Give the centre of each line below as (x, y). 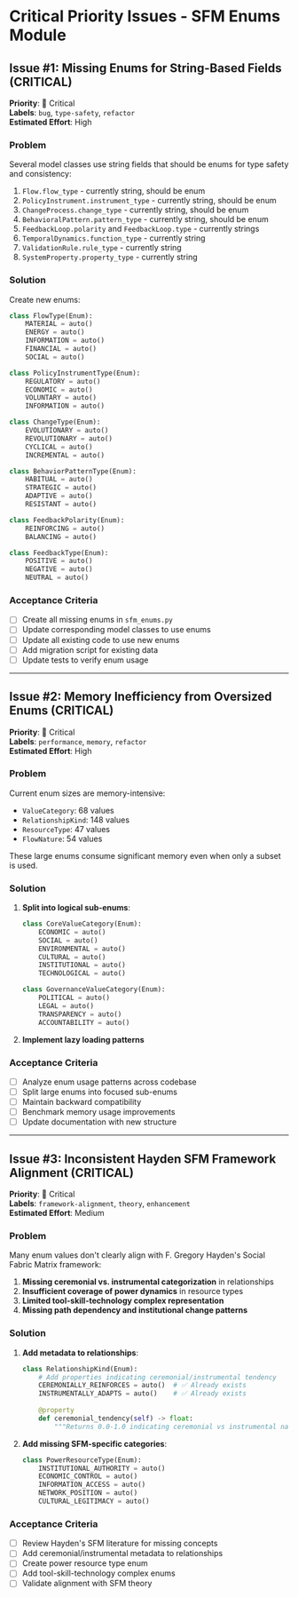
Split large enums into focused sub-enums (99, 1092)
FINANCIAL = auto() (61, 349)
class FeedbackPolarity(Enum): (67, 520)
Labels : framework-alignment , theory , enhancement (100, 1204)
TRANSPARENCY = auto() (80, 1014)
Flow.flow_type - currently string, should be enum (114, 191)
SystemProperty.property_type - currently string (110, 257)
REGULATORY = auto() (63, 381)
